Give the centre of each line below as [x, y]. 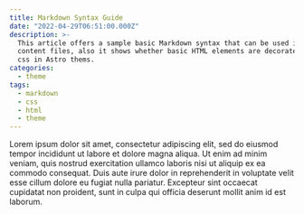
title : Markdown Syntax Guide [66, 18]
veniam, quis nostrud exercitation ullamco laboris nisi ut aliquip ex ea [138, 163]
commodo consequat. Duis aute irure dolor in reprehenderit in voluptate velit [152, 173]
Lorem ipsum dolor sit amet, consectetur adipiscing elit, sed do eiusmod [144, 144]
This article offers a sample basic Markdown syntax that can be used [153, 43]
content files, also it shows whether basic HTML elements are [139, 51]
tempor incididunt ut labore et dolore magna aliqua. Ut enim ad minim [138, 154]
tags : [19, 85]
